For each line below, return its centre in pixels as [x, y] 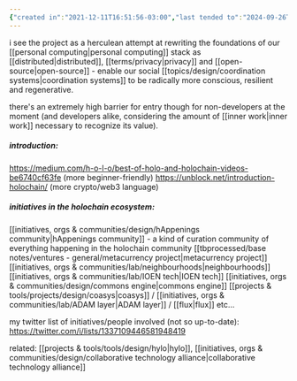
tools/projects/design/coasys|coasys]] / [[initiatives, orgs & [117, 295]
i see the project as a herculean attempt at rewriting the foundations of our [145, 42]
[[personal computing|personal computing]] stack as [105, 52]
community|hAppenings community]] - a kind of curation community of [139, 239]
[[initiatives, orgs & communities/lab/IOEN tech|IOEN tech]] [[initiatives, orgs [148, 276]
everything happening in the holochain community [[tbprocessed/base [138, 248]
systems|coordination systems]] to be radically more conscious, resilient [141, 80]
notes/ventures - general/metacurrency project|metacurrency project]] [138, 257]
